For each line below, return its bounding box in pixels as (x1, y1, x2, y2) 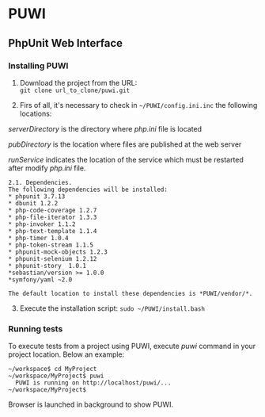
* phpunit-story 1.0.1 (8, 262, 87, 270)
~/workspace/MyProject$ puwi (8, 372, 104, 381)
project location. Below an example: (8, 350, 125, 359)
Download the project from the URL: (19, 78, 138, 87)
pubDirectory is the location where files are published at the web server (8, 140, 242, 149)
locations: (19, 109, 52, 118)
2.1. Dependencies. (8, 178, 73, 186)
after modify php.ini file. (8, 163, 86, 173)
